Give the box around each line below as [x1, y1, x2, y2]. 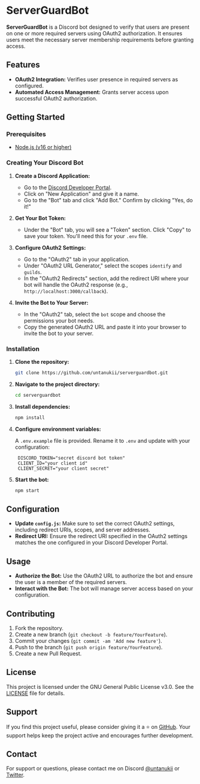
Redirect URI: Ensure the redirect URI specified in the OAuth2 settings [14, 533, 187, 540]
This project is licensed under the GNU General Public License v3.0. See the [6, 683, 194, 690]
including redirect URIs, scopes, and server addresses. [14, 526, 151, 533]
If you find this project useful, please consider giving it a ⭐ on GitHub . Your [6, 723, 190, 730]
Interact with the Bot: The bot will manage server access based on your [14, 585, 193, 592]
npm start [14, 487, 40, 494]
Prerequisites [6, 130, 46, 138]
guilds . [23, 268, 42, 275]
